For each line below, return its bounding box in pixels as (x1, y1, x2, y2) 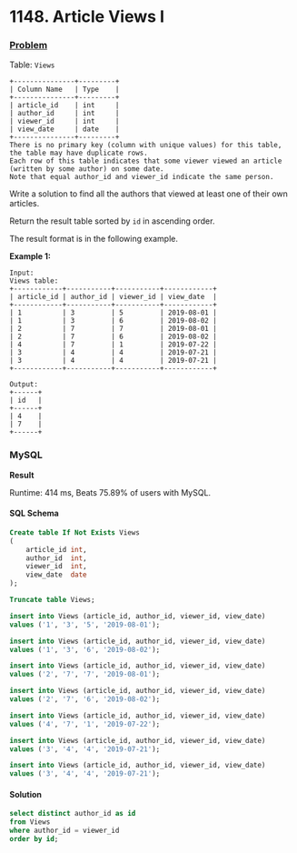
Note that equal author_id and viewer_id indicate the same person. (9, 173, 274, 182)
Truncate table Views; (9, 596, 95, 605)
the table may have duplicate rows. (9, 148, 148, 158)
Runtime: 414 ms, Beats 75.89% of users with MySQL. (9, 487, 212, 497)
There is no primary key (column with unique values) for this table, (9, 141, 282, 150)
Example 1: (9, 251, 52, 262)
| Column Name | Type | (9, 85, 120, 95)
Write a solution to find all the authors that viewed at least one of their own (9, 188, 289, 199)
